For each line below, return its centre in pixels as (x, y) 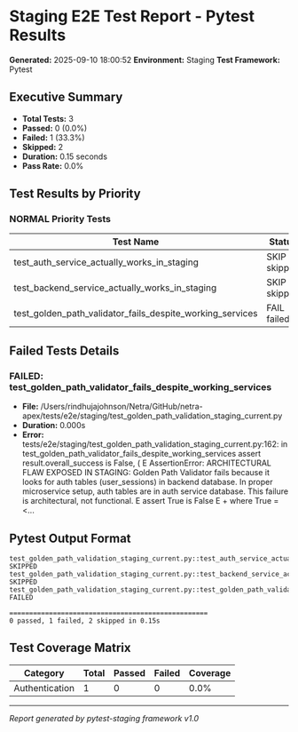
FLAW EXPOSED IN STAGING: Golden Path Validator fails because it (146, 473)
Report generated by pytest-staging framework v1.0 (104, 718)
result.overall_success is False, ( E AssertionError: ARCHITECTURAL (147, 463)
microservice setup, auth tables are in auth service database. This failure (155, 491)
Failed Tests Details (64, 350)
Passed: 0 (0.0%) (54, 128)
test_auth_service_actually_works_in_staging (106, 262)
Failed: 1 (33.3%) (54, 137)
